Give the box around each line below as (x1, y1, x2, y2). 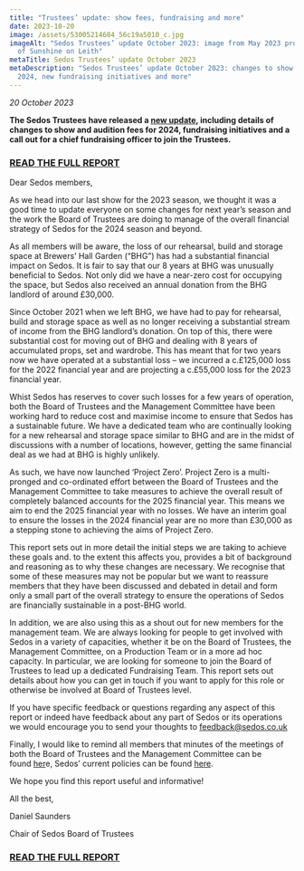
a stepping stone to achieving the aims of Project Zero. (9, 524, 214, 535)
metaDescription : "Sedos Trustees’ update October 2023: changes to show (9, 64, 294, 73)
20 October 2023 (9, 97, 74, 108)
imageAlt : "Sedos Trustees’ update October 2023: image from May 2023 (9, 38, 281, 48)
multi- (248, 467, 271, 478)
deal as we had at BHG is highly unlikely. (9, 449, 160, 460)
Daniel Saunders (9, 811, 71, 822)
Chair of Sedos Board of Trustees (9, 828, 134, 839)
